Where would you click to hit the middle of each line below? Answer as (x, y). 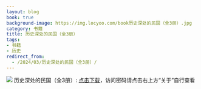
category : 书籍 (25, 29)
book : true (20, 17)
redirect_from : (26, 57)
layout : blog (23, 12)
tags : (13, 40)
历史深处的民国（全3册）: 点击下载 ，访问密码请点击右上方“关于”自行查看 (104, 80)
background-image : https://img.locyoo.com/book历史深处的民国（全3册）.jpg (99, 23)
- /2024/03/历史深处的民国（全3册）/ (54, 62)
